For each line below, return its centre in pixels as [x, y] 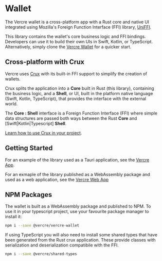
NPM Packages [28, 195]
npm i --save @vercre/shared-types [41, 254]
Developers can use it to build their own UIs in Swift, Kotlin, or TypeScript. [79, 41]
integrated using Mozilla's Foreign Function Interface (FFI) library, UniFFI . [78, 27]
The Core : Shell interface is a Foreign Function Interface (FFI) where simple [81, 113]
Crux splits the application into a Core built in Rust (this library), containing [80, 88]
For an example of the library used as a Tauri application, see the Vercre [77, 160]
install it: [13, 217]
